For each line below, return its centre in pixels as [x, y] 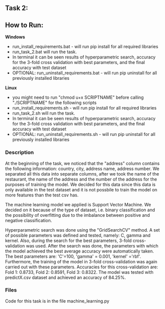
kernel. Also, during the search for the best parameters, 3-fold [68, 241]
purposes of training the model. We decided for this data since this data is [80, 184]
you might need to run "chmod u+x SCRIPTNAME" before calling [78, 97]
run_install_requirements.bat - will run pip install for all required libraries [85, 47]
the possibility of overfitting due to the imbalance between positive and [78, 215]
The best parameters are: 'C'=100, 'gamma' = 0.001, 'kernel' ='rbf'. [73, 256]
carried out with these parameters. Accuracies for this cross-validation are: [82, 267]
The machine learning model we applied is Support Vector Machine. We [78, 204]
